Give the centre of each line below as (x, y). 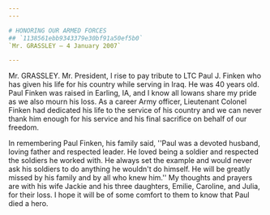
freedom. (24, 127)
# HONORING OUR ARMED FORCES (58, 30)
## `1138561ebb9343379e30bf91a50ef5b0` (76, 38)
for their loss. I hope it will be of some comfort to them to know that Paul (129, 195)
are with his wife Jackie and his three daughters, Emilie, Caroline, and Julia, (135, 187)
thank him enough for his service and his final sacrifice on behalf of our (128, 119)
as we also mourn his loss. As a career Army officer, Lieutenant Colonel (128, 101)
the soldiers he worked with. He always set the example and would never (131, 161)
